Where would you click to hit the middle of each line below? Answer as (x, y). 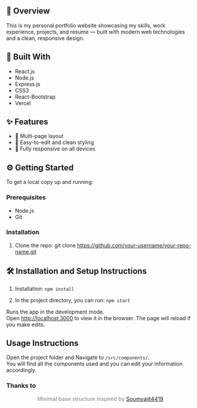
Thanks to (21, 386)
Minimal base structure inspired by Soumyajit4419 (100, 398)
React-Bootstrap (35, 97)
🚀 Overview (28, 11)
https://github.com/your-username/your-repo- (134, 245)
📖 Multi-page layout (39, 136)
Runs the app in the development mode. (55, 312)
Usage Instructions (42, 343)
